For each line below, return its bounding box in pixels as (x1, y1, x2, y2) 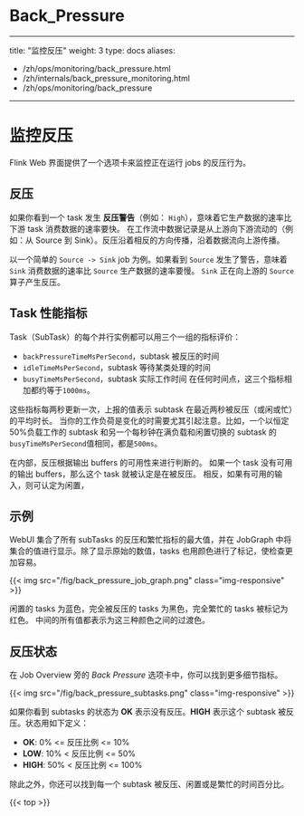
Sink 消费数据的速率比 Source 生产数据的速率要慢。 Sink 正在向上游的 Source (9, 264, 294, 276)
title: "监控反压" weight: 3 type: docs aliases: (9, 44, 176, 55)
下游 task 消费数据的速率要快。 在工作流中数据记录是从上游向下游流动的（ (9, 223, 286, 234)
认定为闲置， (40, 479, 89, 490)
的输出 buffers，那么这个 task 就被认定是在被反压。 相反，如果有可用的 (9, 468, 275, 479)
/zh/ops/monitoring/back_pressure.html (22, 62, 171, 73)
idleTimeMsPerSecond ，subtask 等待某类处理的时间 (22, 361, 211, 372)
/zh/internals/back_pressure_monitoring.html (22, 72, 190, 83)
